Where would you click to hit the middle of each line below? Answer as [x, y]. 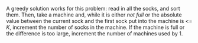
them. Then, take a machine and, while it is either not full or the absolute [94, 15]
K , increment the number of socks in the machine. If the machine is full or [95, 27]
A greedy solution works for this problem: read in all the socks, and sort [93, 9]
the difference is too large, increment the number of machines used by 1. [95, 34]
